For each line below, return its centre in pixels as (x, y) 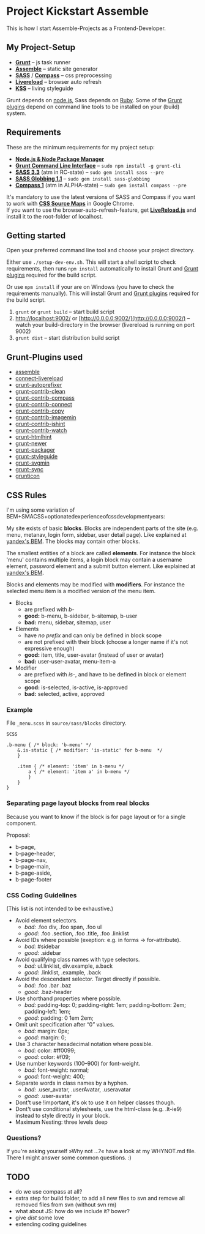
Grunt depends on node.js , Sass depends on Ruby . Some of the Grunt (94, 100)
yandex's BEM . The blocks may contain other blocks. (73, 541)
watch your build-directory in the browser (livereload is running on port (105, 325)
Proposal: (18, 835)
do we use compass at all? (49, 1191)
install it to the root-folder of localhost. (55, 216)
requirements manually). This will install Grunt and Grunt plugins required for (102, 294)
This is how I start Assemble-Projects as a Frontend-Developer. (86, 28)
